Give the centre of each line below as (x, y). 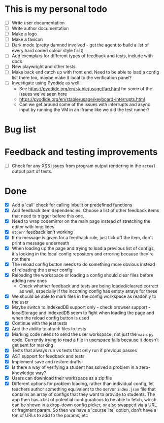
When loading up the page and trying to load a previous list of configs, (83, 248)
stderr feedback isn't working (42, 232)
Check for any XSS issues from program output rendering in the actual (84, 166)
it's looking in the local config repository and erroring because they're (82, 254)
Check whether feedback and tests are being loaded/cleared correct (89, 286)
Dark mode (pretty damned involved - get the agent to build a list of (80, 45)
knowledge (23, 373)
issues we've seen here (43, 94)
